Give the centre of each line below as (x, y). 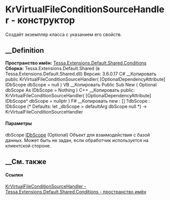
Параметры (19, 123)
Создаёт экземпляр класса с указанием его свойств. (64, 34)
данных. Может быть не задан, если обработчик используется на (77, 140)
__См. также (26, 162)
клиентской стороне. (28, 146)
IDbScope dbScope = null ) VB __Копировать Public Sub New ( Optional (81, 84)
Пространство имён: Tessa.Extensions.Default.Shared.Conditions (76, 63)
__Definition (25, 50)
